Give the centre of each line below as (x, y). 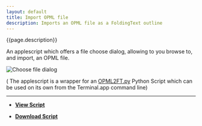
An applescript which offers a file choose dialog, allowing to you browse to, (99, 52)
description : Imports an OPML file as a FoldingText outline (84, 23)
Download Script (36, 116)
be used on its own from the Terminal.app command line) (77, 88)
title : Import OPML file (37, 17)
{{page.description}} (32, 40)
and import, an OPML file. (38, 58)
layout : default (26, 12)
